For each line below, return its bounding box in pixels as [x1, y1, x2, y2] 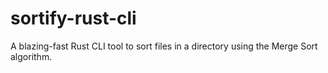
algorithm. [10, 50, 53, 62]
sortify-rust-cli [10, 7, 137, 30]
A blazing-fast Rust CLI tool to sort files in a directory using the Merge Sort [10, 40, 318, 52]
